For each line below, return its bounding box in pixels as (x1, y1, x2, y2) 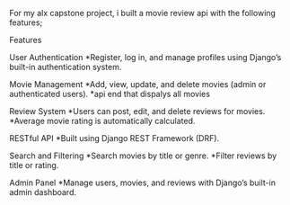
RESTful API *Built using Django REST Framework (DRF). (9, 133, 220, 143)
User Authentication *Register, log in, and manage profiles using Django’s (9, 52, 282, 62)
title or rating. (9, 160, 59, 170)
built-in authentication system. (9, 62, 122, 72)
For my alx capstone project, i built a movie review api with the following (9, 8, 277, 18)
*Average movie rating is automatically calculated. (9, 116, 196, 126)
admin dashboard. (9, 187, 77, 197)
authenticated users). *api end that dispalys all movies (9, 89, 211, 99)
